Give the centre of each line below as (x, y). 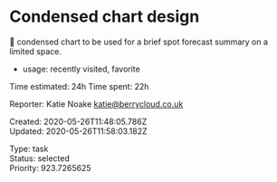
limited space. (35, 51)
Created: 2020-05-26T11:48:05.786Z (78, 121)
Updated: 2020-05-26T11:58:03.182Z (78, 131)
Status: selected (39, 158)
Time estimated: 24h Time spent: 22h (79, 86)
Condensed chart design (105, 17)
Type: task (29, 148)
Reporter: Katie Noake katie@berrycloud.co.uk (96, 104)
